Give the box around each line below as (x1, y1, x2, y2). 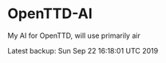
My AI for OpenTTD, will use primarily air (7, 31, 140, 40)
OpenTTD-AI (7, 5, 93, 23)
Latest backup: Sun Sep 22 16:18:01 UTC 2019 (7, 46, 159, 55)
